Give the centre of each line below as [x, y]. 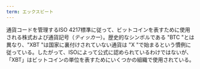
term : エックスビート [30, 12]
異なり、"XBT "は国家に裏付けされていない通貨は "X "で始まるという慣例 [96, 44]
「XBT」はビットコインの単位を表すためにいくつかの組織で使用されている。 [100, 59]
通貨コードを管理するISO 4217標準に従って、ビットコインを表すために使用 [98, 29]
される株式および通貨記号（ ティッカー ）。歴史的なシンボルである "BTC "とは [100, 37]
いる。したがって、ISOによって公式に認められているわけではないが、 [107, 52]
